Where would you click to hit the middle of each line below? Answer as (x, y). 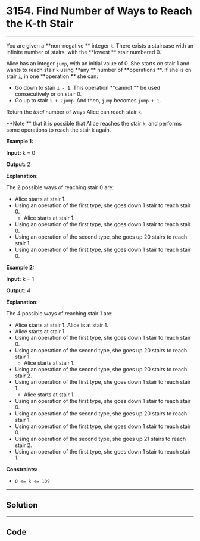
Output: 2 (18, 164)
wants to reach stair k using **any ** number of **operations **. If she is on (99, 70)
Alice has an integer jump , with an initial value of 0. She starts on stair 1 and (98, 63)
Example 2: (20, 267)
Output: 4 (18, 290)
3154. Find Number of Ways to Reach (99, 11)
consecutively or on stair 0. (48, 94)
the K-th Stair (40, 24)
